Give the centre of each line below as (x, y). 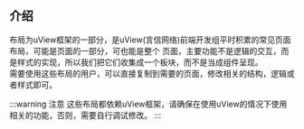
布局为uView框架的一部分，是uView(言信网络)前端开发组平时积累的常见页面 (150, 40)
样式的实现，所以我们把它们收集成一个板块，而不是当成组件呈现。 (140, 62)
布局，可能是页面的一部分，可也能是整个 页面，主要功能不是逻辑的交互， (145, 51)
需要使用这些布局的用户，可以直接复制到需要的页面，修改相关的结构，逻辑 (148, 73)
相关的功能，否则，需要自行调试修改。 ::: (85, 115)
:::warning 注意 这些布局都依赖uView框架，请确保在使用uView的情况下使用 (148, 104)
